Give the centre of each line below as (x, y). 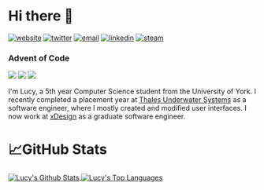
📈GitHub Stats (58, 150)
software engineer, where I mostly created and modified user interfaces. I (127, 108)
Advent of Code (39, 58)
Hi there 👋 (41, 16)
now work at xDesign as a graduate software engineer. (97, 116)
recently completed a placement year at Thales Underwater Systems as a (127, 100)
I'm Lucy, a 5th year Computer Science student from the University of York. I (132, 91)
